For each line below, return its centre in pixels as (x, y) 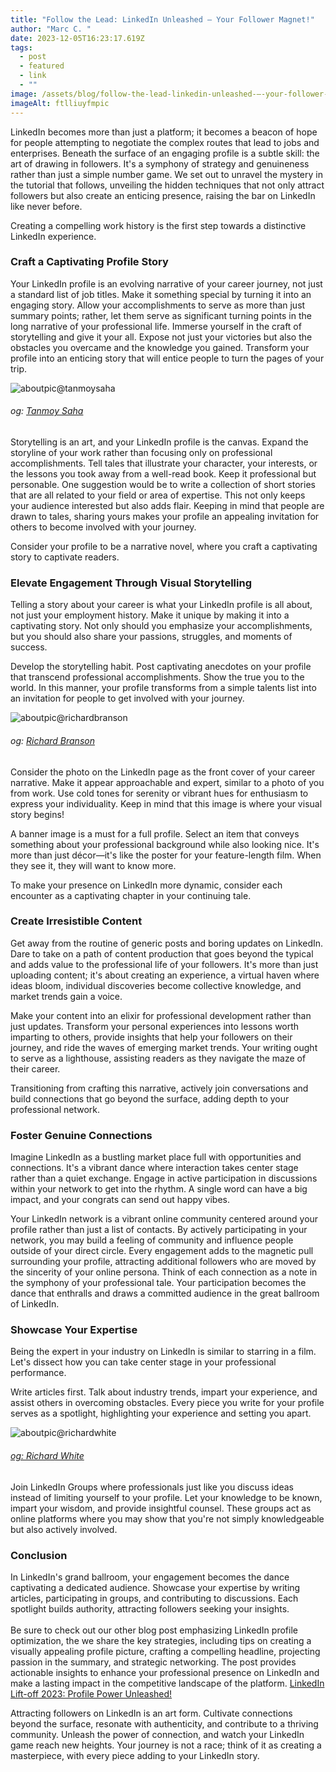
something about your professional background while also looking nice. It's (165, 844)
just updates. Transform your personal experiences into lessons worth (155, 1026)
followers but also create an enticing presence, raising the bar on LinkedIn (163, 195)
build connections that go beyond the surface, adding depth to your (150, 1098)
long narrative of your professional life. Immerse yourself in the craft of (156, 326)
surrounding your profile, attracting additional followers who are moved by (163, 1262)
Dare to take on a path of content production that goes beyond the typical (162, 953)
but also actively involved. (64, 1529)
